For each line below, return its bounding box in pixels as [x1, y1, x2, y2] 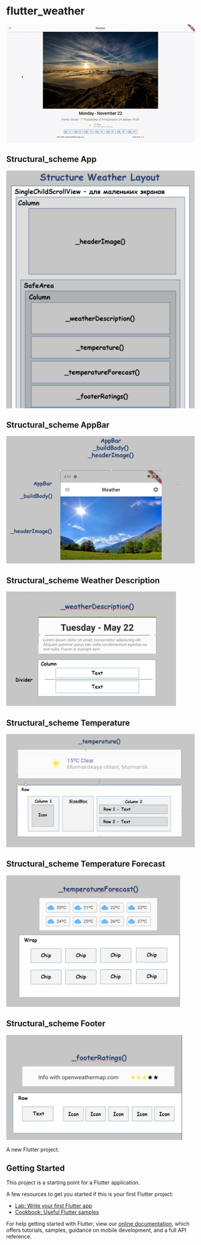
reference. [6, 1233, 32, 1240]
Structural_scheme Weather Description [6, 575, 160, 585]
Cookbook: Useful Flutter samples [14, 1208, 99, 1216]
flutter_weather [6, 4, 85, 18]
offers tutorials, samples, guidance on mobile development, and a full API [6, 1226, 187, 1234]
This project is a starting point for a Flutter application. [6, 1179, 140, 1186]
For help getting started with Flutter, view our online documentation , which [6, 1220, 190, 1228]
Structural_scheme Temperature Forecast [6, 859, 166, 869]
